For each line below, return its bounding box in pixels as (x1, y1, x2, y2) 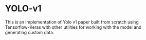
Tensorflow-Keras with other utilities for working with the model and (5, 24, 142, 30)
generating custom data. (5, 29, 55, 35)
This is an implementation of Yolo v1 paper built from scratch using (5, 19, 139, 25)
